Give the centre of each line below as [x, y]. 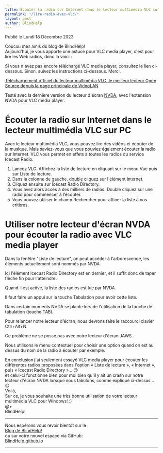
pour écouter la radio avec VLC [69, 235]
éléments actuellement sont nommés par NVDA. [53, 264]
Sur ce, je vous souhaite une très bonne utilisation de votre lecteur [71, 396]
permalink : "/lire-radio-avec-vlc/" [42, 14]
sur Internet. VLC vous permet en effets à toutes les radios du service [74, 154]
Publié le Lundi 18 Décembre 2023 [39, 37]
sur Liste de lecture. [32, 174]
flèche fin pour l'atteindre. [31, 279]
